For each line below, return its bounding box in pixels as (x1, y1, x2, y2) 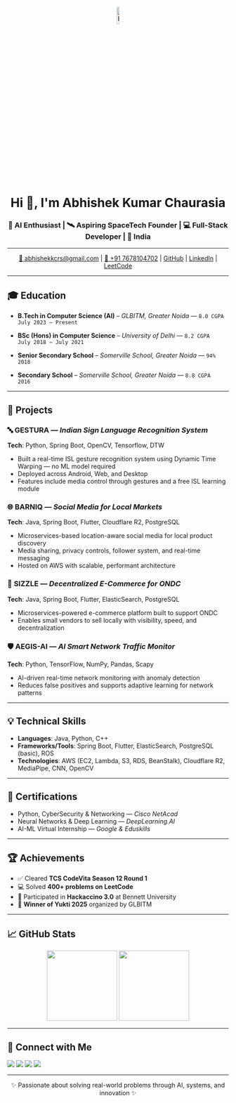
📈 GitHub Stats (7, 927, 76, 940)
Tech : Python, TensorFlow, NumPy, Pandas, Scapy (7, 660, 155, 668)
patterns (17, 688, 42, 696)
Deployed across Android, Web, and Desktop (17, 469, 148, 477)
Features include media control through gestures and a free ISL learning (17, 477, 226, 485)
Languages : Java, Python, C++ (17, 734, 109, 742)
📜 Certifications (7, 791, 78, 803)
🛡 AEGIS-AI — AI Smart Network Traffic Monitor (7, 641, 176, 651)
